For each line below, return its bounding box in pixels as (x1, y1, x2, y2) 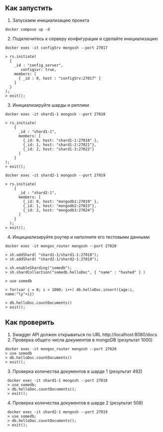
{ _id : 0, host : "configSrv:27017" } (18, 76, 101, 81)
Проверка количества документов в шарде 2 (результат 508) (12, 400, 143, 406)
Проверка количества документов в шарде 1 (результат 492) (12, 368, 143, 374)
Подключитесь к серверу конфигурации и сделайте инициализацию (12, 35, 158, 41)
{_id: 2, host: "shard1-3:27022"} (23, 147, 94, 152)
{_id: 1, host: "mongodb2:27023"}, (23, 203, 97, 209)
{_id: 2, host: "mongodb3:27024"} (23, 208, 94, 213)
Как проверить (5, 318, 55, 327)
